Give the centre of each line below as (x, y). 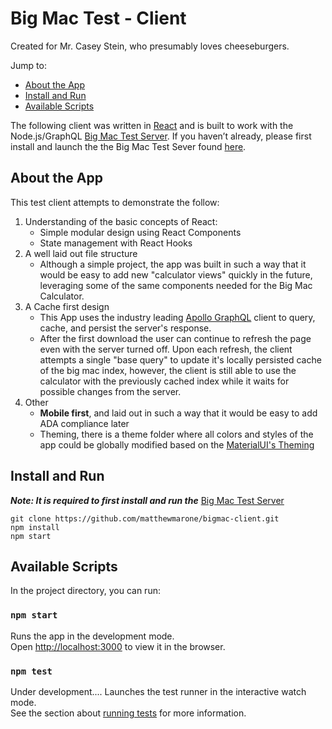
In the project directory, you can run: (85, 591)
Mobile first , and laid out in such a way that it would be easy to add (178, 413)
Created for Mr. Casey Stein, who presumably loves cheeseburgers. (150, 46)
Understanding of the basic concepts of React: (121, 221)
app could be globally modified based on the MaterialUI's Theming (177, 444)
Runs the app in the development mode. (92, 636)
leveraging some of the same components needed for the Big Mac (176, 285)
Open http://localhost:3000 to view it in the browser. (118, 646)
